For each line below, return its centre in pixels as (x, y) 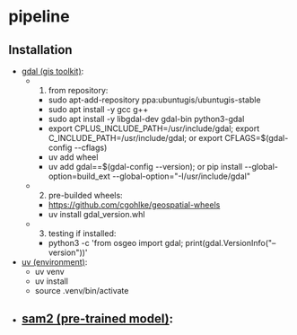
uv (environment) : (54, 262)
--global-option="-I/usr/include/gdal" (181, 176)
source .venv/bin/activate (82, 291)
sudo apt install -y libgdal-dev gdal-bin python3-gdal (146, 119)
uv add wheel (73, 157)
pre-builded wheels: (85, 195)
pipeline (39, 17)
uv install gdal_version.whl (96, 214)
